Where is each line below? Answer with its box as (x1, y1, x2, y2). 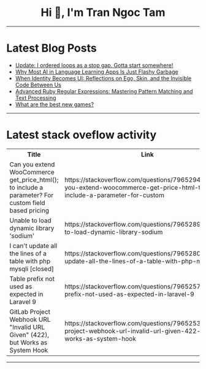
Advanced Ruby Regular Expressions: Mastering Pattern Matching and (15, 87, 193, 95)
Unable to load (9, 216, 52, 225)
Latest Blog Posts (6, 41, 97, 55)
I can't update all (9, 241, 58, 250)
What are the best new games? (15, 101, 94, 108)
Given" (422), (9, 330, 49, 339)
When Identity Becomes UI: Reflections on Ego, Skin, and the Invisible (15, 74, 192, 82)
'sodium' (9, 231, 35, 240)
